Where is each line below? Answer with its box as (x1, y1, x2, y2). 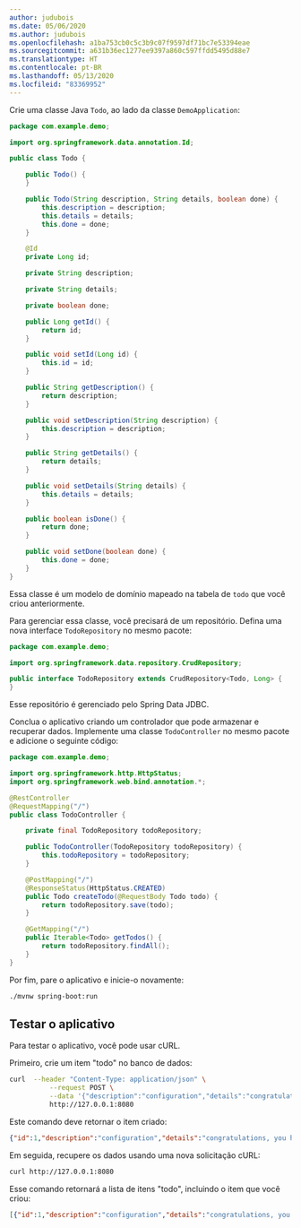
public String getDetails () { (25, 449, 139, 458)
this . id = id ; (41, 359, 94, 368)
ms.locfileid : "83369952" (9, 80, 106, 89)
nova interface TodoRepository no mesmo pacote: (9, 625, 193, 636)
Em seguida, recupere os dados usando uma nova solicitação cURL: (9, 1149, 261, 1161)
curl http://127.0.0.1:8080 (9, 1167, 115, 1176)
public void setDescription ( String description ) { (25, 416, 219, 425)
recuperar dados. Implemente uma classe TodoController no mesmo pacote (9, 726, 289, 737)
